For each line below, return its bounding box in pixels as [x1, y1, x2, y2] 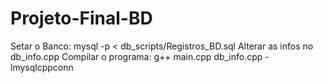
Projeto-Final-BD [10, 7, 153, 30]
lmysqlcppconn [10, 61, 74, 73]
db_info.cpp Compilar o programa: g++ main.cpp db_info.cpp [10, 50, 263, 62]
